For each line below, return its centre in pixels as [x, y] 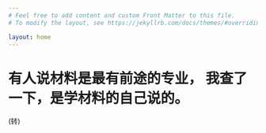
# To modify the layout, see [56, 23]
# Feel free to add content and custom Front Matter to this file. [122, 15]
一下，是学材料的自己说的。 [99, 98]
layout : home [30, 37]
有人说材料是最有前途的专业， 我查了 [128, 78]
